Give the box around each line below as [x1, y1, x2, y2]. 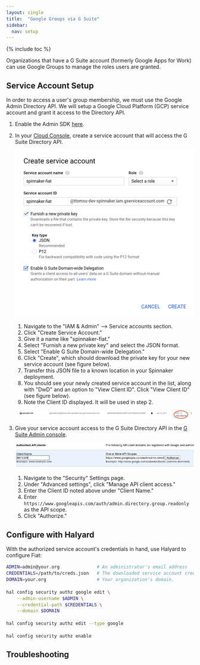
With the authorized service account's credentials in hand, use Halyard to [6, 545, 186, 553]
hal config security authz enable [6, 633, 92, 639]
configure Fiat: [6, 552, 42, 559]
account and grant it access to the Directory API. [6, 109, 126, 116]
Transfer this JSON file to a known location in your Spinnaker [23, 367, 174, 374]
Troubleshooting [6, 650, 70, 660]
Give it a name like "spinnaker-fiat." [23, 335, 110, 343]
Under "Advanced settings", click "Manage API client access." [23, 481, 176, 488]
